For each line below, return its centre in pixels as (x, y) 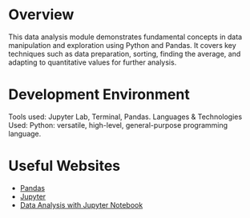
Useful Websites (65, 166)
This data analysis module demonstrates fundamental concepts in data (125, 37)
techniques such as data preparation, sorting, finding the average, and (125, 54)
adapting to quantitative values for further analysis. (93, 62)
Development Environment (99, 95)
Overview (41, 15)
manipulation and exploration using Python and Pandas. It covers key (122, 45)
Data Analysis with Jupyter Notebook (81, 204)
